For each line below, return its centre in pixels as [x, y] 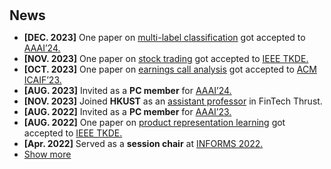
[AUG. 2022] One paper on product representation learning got [154, 123]
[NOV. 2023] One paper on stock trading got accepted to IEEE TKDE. [166, 59]
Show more [47, 154]
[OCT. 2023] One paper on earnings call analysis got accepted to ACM [170, 69]
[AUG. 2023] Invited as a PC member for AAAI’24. [127, 91]
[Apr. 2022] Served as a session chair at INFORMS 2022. [143, 144]
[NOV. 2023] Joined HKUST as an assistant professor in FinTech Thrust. [173, 101]
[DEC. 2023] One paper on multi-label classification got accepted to [164, 38]
